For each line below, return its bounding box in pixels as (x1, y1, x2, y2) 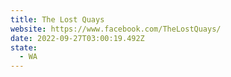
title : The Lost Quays (10, 14, 105, 25)
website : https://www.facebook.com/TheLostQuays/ (10, 24, 222, 34)
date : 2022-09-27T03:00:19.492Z (10, 33, 145, 43)
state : (10, 42, 38, 53)
